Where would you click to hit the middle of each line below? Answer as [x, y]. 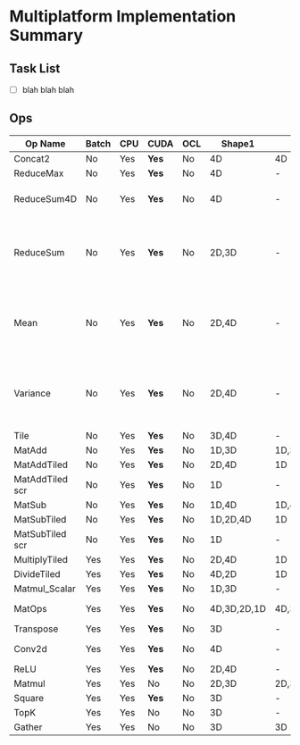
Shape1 [238, 143]
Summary [46, 35]
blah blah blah [48, 90]
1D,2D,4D [230, 519]
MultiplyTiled [41, 559]
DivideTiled [37, 573]
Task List [35, 68]
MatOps [30, 608]
